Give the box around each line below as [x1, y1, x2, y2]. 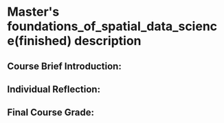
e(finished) [7, 33, 72, 49]
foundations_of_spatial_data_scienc [7, 18, 218, 34]
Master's [7, 4, 60, 20]
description [74, 33, 142, 49]
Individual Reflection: [7, 83, 101, 95]
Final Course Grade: [7, 107, 95, 118]
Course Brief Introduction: [7, 60, 122, 72]
